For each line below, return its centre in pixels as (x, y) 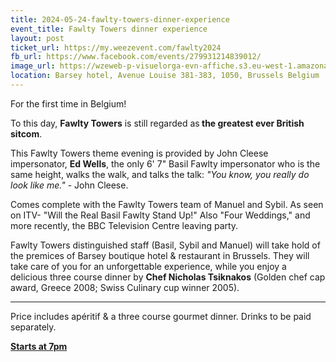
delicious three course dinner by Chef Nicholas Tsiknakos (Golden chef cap (168, 277)
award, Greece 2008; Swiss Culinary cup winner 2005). (125, 287)
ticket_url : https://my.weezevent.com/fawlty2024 (116, 47)
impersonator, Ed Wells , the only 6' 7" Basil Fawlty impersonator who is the (165, 163)
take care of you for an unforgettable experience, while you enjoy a (148, 266)
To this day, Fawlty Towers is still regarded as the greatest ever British (157, 123)
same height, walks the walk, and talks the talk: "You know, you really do (160, 174)
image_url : (33, 66)
